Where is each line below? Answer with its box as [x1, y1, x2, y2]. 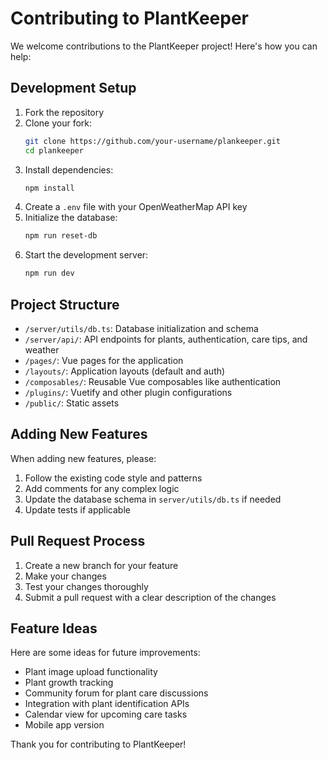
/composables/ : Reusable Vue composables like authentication [24, 375, 282, 387]
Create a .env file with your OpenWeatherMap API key [24, 201, 248, 213]
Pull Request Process [10, 533, 146, 550]
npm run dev [24, 268, 75, 279]
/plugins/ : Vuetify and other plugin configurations [24, 386, 233, 398]
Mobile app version [24, 719, 105, 731]
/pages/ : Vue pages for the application [24, 354, 184, 366]
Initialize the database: [24, 212, 118, 224]
